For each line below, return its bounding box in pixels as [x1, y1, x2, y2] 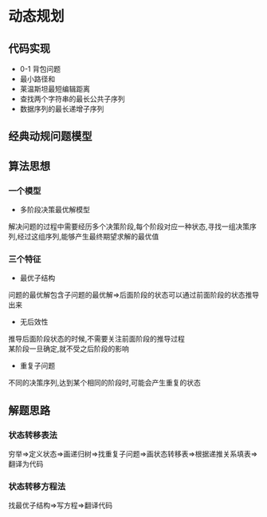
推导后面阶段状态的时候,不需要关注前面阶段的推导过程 [8, 334, 186, 344]
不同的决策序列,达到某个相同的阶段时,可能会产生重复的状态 [8, 378, 202, 388]
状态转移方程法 [8, 480, 66, 491]
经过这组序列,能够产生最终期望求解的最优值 [17, 232, 159, 242]
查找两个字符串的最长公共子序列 [19, 94, 125, 104]
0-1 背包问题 [19, 65, 61, 73]
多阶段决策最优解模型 [19, 205, 90, 215]
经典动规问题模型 [8, 129, 92, 144]
